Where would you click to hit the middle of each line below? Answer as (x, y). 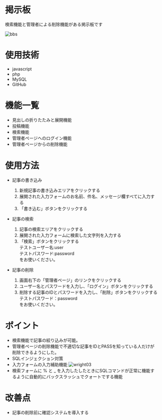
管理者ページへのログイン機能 (42, 138)
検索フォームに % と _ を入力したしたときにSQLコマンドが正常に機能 (81, 370)
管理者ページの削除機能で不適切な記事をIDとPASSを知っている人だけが (83, 346)
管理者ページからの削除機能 (40, 144)
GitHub (19, 84)
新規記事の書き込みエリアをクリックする (60, 190)
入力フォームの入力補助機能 (40, 364)
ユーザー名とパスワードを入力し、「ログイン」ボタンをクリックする (86, 286)
